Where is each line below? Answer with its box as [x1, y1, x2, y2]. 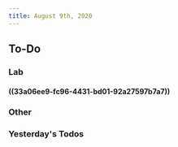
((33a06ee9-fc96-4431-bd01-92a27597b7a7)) [8, 86, 171, 96]
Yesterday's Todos [8, 128, 84, 140]
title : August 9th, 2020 [8, 11, 93, 20]
